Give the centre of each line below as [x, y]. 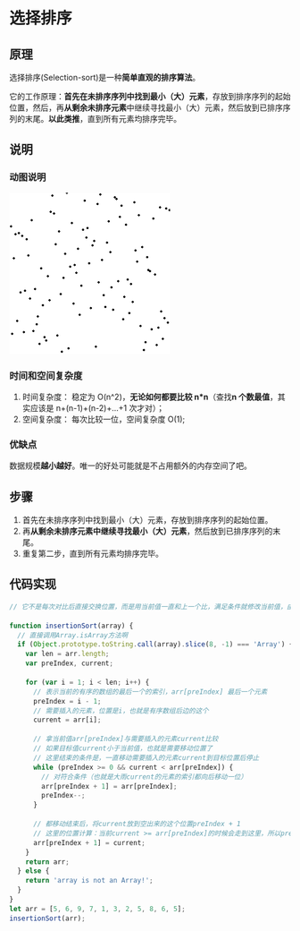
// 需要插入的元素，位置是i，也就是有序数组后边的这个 [121, 711]
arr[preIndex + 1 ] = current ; [89, 842]
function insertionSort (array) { [71, 626]
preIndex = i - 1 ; [67, 701]
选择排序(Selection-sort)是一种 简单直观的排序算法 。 [105, 77]
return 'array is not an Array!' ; [89, 881]
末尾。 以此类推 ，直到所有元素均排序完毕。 [103, 119]
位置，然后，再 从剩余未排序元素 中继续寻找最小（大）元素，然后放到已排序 [146, 107]
